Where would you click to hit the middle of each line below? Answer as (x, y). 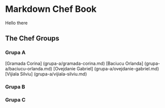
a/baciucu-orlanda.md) (29, 68)
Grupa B (15, 87)
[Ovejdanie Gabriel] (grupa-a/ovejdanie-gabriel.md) (106, 68)
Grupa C (15, 100)
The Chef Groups (32, 38)
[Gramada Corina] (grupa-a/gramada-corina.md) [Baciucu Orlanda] (74, 63)
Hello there (16, 23)
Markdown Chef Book (51, 9)
